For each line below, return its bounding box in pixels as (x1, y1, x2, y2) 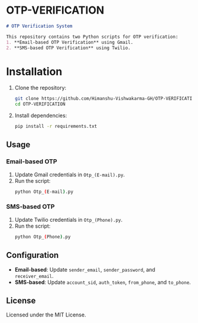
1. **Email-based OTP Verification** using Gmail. (6, 39, 134, 45)
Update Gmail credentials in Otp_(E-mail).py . (14, 171, 125, 178)
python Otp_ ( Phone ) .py (14, 234, 71, 240)
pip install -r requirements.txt (14, 124, 98, 130)
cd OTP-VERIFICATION (14, 101, 66, 107)
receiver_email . (14, 272, 54, 279)
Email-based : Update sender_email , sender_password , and (14, 266, 155, 273)
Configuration (6, 250, 59, 260)
